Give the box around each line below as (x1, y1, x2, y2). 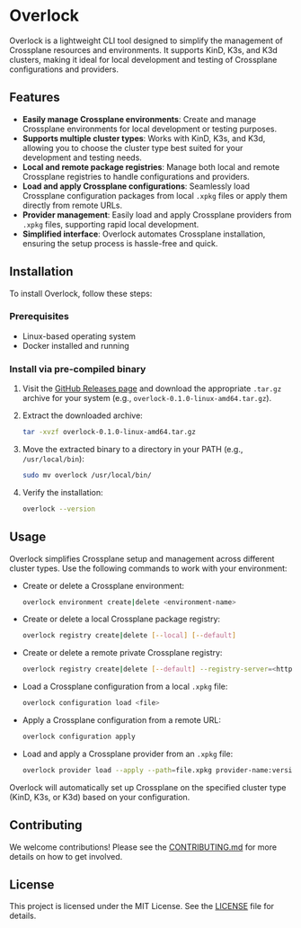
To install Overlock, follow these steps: (9, 288, 153, 299)
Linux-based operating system (22, 330, 137, 342)
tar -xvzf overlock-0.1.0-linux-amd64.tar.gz (22, 428, 196, 437)
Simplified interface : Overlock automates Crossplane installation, (22, 228, 266, 239)
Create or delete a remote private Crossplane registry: (22, 647, 223, 658)
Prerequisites (9, 310, 69, 323)
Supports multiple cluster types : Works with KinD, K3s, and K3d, (22, 132, 266, 144)
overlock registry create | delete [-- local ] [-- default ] (22, 631, 236, 640)
